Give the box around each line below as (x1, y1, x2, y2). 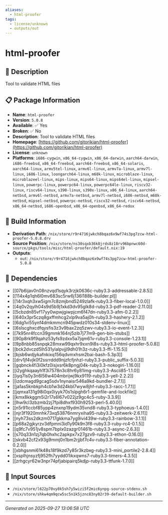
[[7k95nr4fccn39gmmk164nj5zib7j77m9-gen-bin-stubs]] (12, 330, 130, 336)
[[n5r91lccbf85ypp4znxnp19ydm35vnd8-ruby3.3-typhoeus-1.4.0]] (12, 404, 149, 411)
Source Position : (12, 240, 47, 246)
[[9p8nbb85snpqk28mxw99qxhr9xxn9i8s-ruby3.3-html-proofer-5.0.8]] (12, 341, 160, 347)
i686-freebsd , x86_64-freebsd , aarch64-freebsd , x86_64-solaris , (12, 160, 145, 166)
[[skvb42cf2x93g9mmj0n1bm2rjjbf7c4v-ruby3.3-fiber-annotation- (12, 436, 149, 442)
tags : (5, 17, 16, 22)
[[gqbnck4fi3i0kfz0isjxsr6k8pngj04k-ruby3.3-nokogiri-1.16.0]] (12, 362, 141, 368)
